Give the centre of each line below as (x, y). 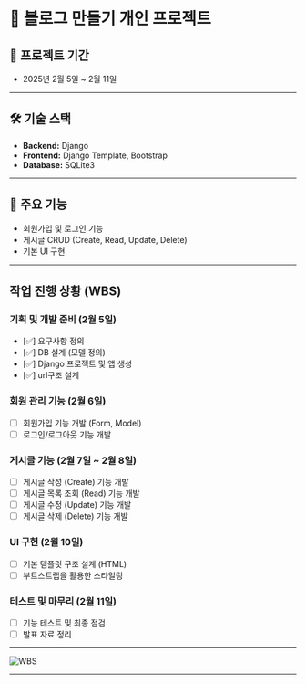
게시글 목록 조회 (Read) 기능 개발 (81, 493)
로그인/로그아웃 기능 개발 (67, 434)
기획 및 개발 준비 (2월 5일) (63, 319)
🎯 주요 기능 (39, 205)
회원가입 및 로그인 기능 (63, 228)
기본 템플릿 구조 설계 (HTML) (75, 563)
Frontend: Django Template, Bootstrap (95, 155)
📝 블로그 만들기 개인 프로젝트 (111, 19)
